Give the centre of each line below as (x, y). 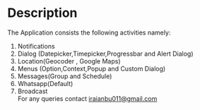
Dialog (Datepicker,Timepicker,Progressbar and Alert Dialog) (105, 54)
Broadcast (33, 91)
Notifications (36, 46)
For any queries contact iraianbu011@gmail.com (87, 98)
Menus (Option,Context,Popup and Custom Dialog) (92, 68)
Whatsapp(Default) (45, 83)
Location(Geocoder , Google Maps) (69, 61)
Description (42, 13)
